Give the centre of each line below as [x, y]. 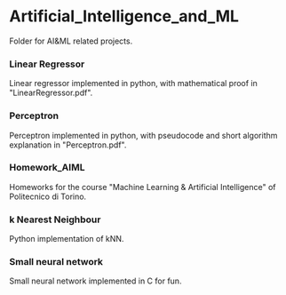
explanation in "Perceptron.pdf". [68, 145]
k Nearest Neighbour [55, 219]
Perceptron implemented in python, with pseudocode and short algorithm [143, 135]
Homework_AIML [47, 168]
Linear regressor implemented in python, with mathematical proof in [133, 84]
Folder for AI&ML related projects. [71, 41]
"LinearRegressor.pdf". [51, 93]
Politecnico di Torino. [48, 196]
